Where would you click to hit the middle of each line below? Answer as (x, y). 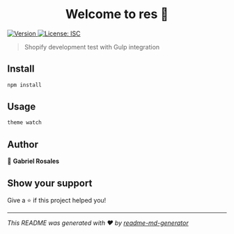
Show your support (50, 183)
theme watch (24, 123)
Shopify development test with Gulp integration (92, 47)
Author (23, 145)
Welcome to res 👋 (117, 14)
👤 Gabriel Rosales (33, 161)
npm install (24, 85)
